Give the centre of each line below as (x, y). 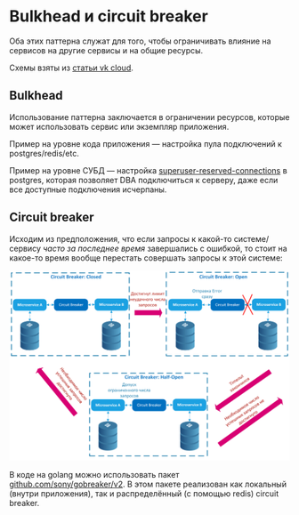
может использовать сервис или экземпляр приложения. (119, 126)
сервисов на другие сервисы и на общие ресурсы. (106, 50)
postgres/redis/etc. (44, 153)
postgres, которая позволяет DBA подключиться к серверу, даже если (144, 180)
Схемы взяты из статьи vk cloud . (71, 68)
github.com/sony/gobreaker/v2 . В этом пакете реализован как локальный (148, 484)
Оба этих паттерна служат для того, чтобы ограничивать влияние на (140, 41)
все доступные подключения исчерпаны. (88, 189)
